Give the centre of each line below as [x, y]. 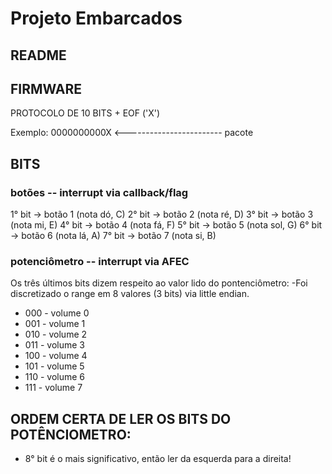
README [38, 55]
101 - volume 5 [54, 366]
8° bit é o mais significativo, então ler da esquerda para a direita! [158, 459]
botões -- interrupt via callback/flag [99, 192]
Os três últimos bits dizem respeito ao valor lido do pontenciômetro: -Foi [159, 283]
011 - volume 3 [55, 345]
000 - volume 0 [57, 313]
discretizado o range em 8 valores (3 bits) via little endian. [130, 294]
